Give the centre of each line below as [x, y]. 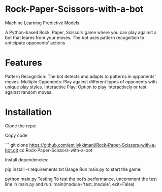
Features [24, 63]
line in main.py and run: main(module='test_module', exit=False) [70, 184]
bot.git [12, 150]
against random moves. [29, 92]
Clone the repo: [21, 126]
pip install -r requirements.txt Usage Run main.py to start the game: [73, 169]
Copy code [16, 135]
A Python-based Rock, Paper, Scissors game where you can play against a [81, 32]
